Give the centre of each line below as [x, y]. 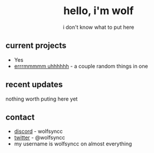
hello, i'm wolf [99, 11]
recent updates [34, 84]
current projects [36, 46]
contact [20, 117]
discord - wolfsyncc [38, 131]
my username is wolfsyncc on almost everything [73, 144]
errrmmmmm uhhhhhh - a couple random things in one [81, 66]
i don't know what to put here [99, 27]
